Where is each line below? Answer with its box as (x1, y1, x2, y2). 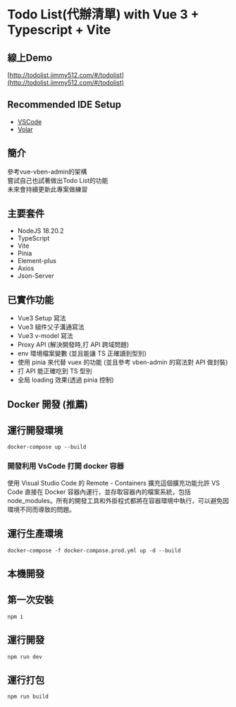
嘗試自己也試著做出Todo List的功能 (7, 176, 108, 184)
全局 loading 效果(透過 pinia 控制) (17, 375, 114, 385)
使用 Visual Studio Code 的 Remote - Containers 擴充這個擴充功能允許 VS (7, 478, 221, 487)
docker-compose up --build (7, 444, 87, 451)
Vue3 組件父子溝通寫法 (17, 322, 85, 332)
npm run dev (7, 653, 42, 660)
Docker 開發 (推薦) (7, 398, 88, 410)
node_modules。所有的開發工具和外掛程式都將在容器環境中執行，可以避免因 (7, 496, 229, 504)
